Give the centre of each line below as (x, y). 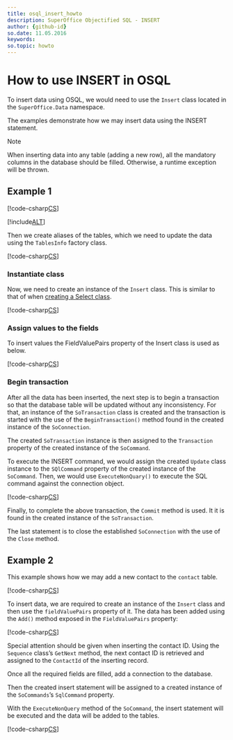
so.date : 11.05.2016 (37, 33)
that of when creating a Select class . (59, 297)
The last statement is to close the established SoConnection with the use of (114, 531)
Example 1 (30, 192)
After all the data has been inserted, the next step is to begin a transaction (113, 397)
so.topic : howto (31, 46)
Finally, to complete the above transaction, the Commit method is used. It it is (116, 510)
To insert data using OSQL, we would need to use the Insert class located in (117, 99)
